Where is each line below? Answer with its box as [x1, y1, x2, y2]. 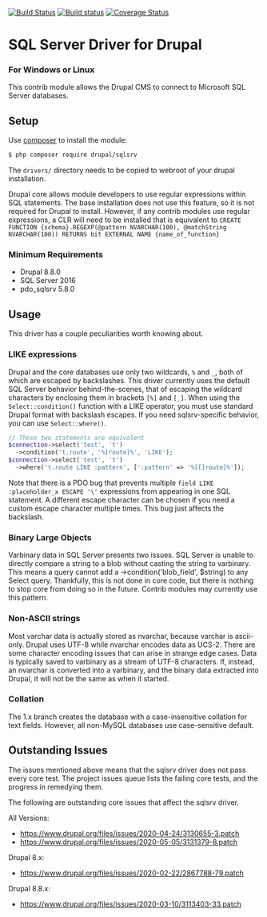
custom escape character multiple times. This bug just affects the [8, 503, 225, 513]
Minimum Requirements [8, 249, 104, 261]
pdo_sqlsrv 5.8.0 [19, 285, 75, 294]
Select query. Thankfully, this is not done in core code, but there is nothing [8, 576, 254, 585]
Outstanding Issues [8, 744, 108, 757]
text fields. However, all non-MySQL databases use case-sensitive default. [8, 720, 254, 729]
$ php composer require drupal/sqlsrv [8, 151, 137, 160]
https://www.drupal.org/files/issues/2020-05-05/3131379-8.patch [19, 837, 238, 846]
